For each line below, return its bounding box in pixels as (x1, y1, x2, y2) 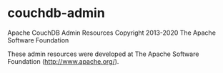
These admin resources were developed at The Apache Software (7, 50, 199, 58)
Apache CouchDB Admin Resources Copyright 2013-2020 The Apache (7, 28, 217, 37)
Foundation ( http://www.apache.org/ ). (7, 57, 119, 65)
